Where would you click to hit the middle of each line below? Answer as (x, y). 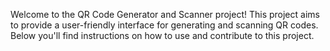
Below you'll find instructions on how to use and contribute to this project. (162, 35)
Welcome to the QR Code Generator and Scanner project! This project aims (165, 14)
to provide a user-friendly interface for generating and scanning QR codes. (164, 25)
